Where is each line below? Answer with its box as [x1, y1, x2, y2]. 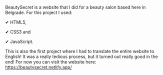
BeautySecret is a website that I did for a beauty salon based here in [5, 4, 146, 10]
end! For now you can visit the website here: [5, 59, 96, 64]
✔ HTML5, [5, 19, 26, 25]
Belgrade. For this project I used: [5, 9, 72, 15]
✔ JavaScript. [5, 38, 33, 44]
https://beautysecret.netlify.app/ [5, 64, 72, 70]
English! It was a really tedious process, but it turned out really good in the [5, 53, 158, 59]
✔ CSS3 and [5, 29, 31, 34]
